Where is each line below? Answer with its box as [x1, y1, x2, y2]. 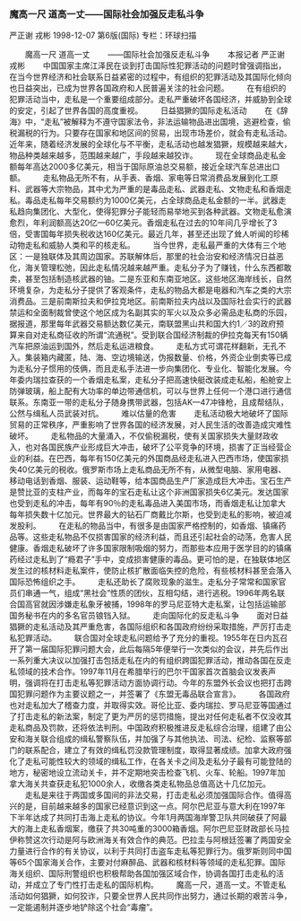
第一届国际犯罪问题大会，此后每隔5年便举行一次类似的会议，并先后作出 [24, 644, 289, 654]
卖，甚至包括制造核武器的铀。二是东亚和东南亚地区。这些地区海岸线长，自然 [9, 274, 292, 285]
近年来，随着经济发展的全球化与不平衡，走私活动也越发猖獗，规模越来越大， [9, 139, 292, 150]
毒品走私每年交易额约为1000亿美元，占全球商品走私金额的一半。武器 [24, 195, 279, 206]
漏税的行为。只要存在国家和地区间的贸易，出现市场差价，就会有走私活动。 [16, 127, 292, 138]
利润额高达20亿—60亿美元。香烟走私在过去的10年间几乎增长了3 [39, 217, 278, 228]
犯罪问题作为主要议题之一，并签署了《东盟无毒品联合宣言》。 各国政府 [16, 689, 290, 699]
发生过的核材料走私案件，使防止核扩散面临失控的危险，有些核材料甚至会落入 [9, 566, 292, 576]
